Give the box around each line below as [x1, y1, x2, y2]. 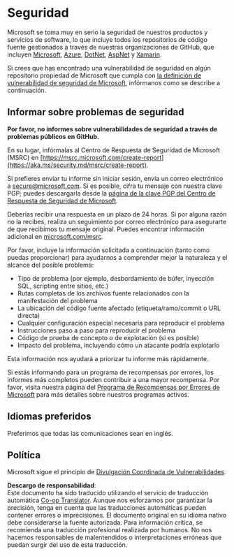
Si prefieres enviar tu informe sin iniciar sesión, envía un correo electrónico [7, 174, 224, 182]
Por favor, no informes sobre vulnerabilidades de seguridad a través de [7, 124, 218, 133]
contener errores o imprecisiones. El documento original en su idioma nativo [7, 511, 227, 520]
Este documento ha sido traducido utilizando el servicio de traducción [7, 489, 209, 497]
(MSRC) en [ [7, 153, 43, 161]
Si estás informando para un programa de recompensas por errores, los [7, 368, 214, 376]
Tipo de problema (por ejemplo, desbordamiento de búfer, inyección [17, 274, 214, 282]
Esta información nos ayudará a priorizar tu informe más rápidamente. [7, 354, 209, 363]
